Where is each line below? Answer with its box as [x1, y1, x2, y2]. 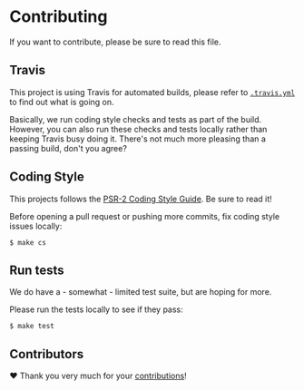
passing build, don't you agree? [9, 142, 127, 153]
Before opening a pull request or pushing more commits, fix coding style [9, 210, 279, 221]
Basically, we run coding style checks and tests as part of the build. [9, 113, 262, 124]
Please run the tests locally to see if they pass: [9, 304, 183, 315]
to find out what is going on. [9, 96, 115, 107]
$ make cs [9, 238, 47, 247]
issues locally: [9, 220, 63, 231]
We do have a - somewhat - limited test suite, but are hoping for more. [9, 287, 272, 297]
